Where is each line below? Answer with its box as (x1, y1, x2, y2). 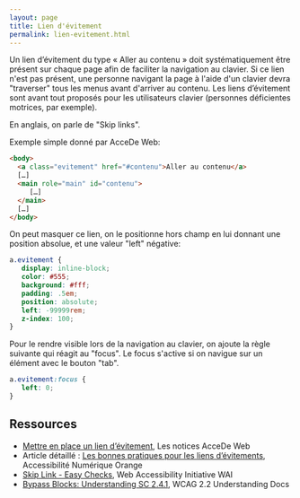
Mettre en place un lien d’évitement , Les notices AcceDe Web (22, 441, 251, 451)
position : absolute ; (21, 297, 99, 306)
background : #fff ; (21, 281, 91, 290)
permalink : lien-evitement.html (9, 30, 130, 39)
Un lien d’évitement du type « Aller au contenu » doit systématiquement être (9, 55, 291, 66)
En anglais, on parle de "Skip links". (9, 119, 141, 130)
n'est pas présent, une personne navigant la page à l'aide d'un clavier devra (9, 74, 291, 84)
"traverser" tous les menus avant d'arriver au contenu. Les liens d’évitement (9, 83, 291, 94)
